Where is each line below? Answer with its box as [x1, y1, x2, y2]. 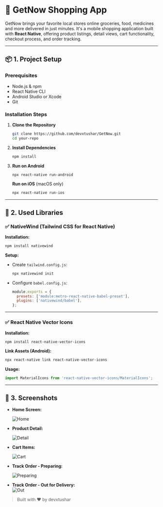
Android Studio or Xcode [12, 93, 62, 99]
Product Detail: [12, 425, 44, 431]
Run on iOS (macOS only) [12, 181, 64, 187]
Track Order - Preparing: [12, 463, 63, 469]
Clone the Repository [12, 122, 56, 128]
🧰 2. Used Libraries [5, 209, 64, 217]
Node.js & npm [12, 83, 42, 89]
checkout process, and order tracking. [5, 36, 81, 42]
